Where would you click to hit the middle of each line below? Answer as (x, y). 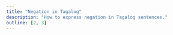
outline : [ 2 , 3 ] (26, 23)
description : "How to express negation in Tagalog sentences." (87, 17)
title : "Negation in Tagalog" (44, 12)
